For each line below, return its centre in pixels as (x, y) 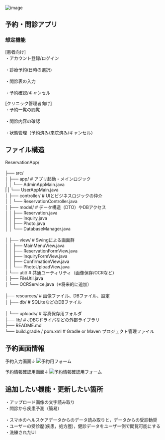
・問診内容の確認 (23, 121)
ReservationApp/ (22, 162)
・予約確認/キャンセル (28, 93)
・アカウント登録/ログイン (32, 58)
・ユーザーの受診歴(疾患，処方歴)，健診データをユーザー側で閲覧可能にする (83, 426)
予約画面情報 (25, 348)
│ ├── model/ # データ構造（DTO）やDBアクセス (56, 207)
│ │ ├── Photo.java (25, 223)
